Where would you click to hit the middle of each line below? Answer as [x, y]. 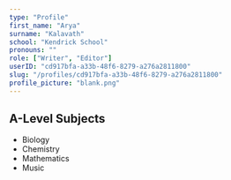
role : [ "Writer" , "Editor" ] [61, 58]
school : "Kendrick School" [59, 42]
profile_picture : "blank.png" [65, 83]
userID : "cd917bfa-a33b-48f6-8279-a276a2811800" [100, 67]
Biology [36, 140]
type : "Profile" [39, 17]
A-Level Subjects [57, 119]
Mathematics [45, 159]
